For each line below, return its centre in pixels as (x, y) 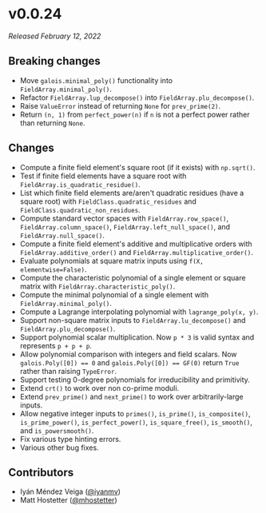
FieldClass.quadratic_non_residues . (80, 209)
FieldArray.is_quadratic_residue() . (80, 184)
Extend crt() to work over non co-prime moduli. (99, 388)
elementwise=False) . (53, 269)
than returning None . (52, 123)
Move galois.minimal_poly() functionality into (96, 80)
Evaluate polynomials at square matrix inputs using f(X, (111, 260)
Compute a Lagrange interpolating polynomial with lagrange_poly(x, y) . (139, 312)
